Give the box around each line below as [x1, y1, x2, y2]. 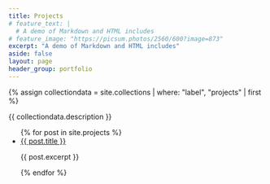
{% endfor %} [20, 168, 67, 177]
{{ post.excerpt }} [20, 151, 80, 161]
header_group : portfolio [8, 65, 93, 73]
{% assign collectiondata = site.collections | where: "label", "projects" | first [8, 87, 262, 97]
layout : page [8, 58, 53, 66]
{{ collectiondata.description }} [8, 112, 112, 121]
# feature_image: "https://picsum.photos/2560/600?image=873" [8, 34, 224, 43]
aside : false [8, 50, 53, 58]
